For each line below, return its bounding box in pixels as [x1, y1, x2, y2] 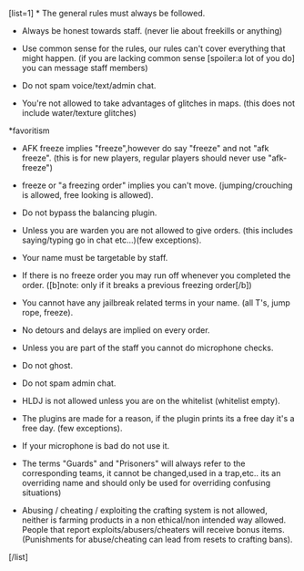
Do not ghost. [21, 360, 74, 370]
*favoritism [8, 125, 51, 136]
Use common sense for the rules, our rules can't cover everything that [21, 43, 286, 54]
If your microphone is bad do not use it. [21, 441, 170, 451]
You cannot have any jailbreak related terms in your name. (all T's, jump [21, 297, 290, 308]
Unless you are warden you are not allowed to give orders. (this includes [21, 225, 293, 235]
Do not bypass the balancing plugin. [21, 207, 157, 218]
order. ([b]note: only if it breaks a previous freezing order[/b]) [21, 280, 252, 290]
